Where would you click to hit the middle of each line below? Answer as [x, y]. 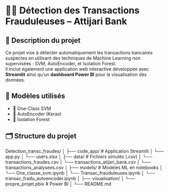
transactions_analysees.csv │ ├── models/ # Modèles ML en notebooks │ [84, 167]
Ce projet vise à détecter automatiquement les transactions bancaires [79, 53]
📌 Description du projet [43, 40]
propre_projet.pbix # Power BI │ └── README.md [58, 184]
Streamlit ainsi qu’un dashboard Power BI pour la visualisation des [76, 74]
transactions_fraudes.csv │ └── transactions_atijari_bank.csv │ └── [78, 162]
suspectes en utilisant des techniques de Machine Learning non [73, 58]
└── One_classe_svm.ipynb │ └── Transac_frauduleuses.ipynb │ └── [80, 173]
